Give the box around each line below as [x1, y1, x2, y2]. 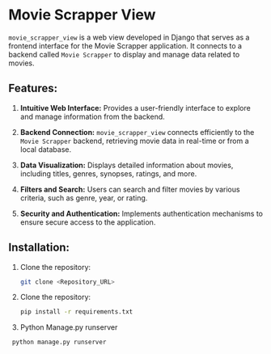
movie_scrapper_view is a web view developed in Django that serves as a [8, 32, 250, 42]
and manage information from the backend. [19, 112, 166, 121]
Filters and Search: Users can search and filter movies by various [19, 184, 240, 194]
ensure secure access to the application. [19, 217, 156, 227]
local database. [19, 144, 72, 154]
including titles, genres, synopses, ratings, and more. [19, 168, 197, 179]
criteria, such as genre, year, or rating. [19, 192, 148, 203]
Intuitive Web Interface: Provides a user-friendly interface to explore [19, 103, 251, 112]
